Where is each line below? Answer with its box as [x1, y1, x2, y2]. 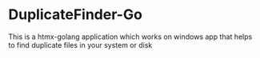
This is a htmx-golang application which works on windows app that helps [8, 32, 253, 41]
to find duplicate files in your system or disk [8, 40, 153, 49]
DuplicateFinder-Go [8, 6, 142, 24]
